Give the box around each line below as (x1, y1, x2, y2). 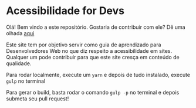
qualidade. (6, 60, 32, 67)
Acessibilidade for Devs (6, 4, 125, 18)
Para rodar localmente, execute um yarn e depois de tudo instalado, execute (6, 71, 191, 78)
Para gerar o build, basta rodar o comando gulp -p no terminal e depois (6, 89, 180, 96)
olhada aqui (6, 29, 35, 36)
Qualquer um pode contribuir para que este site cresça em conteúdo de (6, 53, 180, 60)
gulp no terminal (6, 77, 46, 85)
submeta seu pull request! (6, 95, 69, 102)
